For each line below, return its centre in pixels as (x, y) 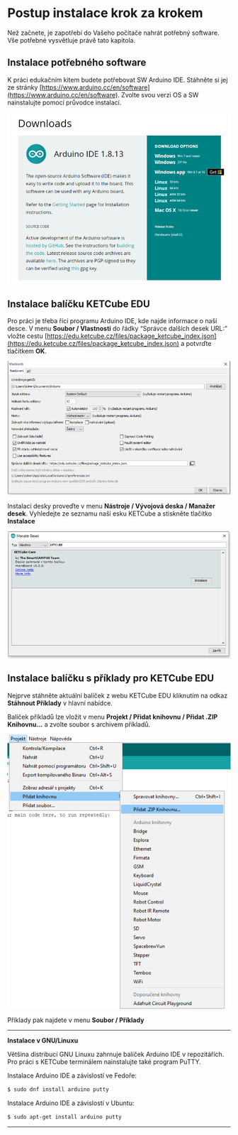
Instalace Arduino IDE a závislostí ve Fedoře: (72, 1075)
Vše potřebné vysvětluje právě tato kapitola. (72, 40)
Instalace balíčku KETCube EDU (79, 304)
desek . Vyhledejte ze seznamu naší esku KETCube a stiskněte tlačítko (110, 514)
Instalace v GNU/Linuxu (43, 1040)
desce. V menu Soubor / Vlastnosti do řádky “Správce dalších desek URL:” (118, 329)
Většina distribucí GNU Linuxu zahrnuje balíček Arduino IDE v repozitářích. (116, 1054)
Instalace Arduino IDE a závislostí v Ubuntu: (71, 1103)
